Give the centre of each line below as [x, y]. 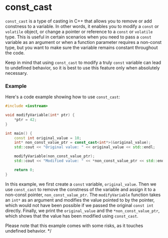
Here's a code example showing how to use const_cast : [63, 97]
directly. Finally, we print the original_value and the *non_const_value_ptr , [82, 211]
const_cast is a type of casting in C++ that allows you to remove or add [79, 21]
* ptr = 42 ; [25, 119]
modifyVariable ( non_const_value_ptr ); [54, 156]
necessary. [17, 73]
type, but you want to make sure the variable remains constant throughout [81, 47]
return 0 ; [24, 170]
